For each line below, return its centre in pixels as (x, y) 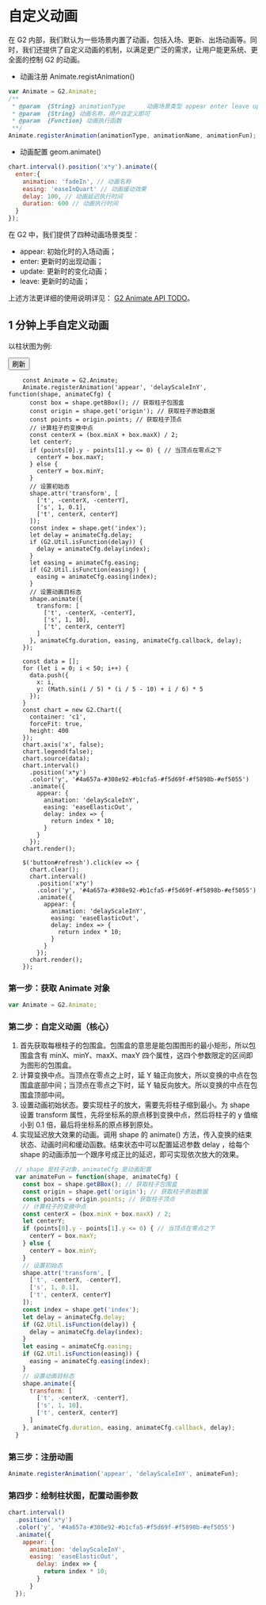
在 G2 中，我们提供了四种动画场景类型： (74, 235)
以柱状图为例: (30, 346)
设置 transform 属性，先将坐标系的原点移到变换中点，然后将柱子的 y (131, 1115)
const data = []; (51, 661)
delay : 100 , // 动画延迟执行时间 (73, 196)
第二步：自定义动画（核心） (61, 1026)
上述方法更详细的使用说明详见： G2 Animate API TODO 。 (101, 298)
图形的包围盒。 (51, 1065)
